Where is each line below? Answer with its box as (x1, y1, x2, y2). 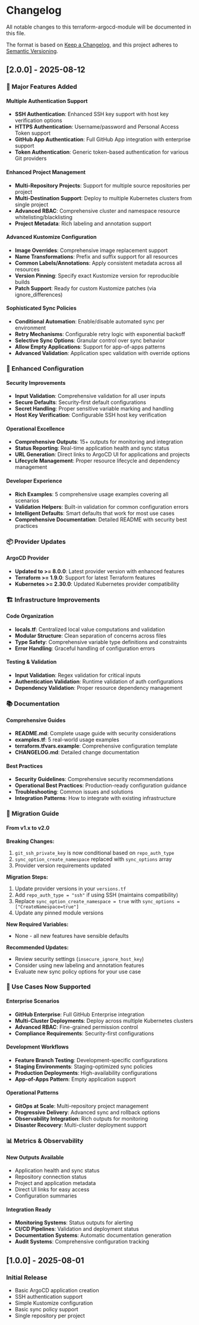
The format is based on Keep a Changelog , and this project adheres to (6, 41, 178, 48)
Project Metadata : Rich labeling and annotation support (14, 220, 151, 227)
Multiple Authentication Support (6, 97, 88, 104)
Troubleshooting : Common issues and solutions (14, 788, 134, 795)
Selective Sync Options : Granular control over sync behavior (14, 337, 165, 344)
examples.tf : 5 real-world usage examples (14, 736, 120, 744)
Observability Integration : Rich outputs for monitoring (14, 1115, 149, 1122)
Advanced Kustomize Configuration (6, 234, 97, 241)
